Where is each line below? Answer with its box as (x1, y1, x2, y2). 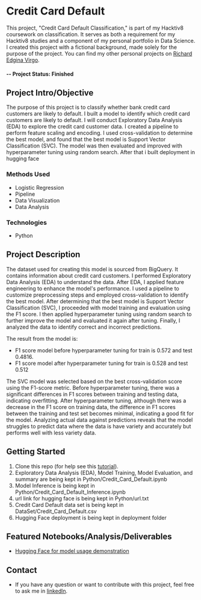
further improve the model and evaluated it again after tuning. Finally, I (6, 317, 181, 324)
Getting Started (6, 447, 66, 457)
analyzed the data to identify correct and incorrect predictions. (6, 323, 162, 331)
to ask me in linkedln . (14, 587, 68, 595)
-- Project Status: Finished (6, 70, 74, 77)
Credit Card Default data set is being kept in (14, 501, 124, 508)
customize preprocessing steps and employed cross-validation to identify (6, 291, 189, 298)
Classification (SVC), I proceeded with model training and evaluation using (6, 304, 191, 311)
